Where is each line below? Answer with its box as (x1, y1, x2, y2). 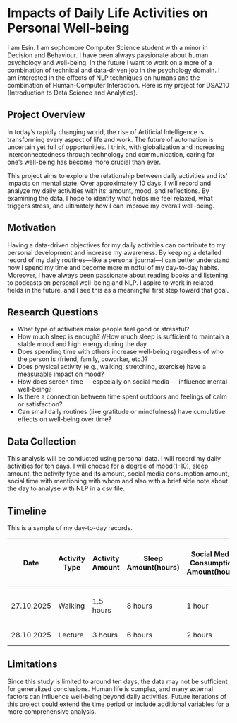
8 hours (126, 601, 153, 611)
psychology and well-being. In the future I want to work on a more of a (7, 58, 212, 66)
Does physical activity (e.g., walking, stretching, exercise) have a (17, 363, 207, 371)
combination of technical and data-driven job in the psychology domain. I (7, 66, 220, 74)
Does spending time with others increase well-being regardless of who (17, 348, 224, 356)
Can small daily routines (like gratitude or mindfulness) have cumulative (17, 408, 226, 416)
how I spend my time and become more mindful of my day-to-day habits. (7, 263, 220, 271)
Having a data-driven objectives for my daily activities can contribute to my (7, 240, 226, 249)
